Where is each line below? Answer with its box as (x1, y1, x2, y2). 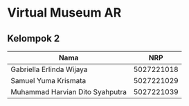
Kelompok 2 (7, 33, 60, 44)
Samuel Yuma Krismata (10, 76, 87, 85)
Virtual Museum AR (7, 5, 122, 21)
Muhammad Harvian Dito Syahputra (10, 87, 127, 96)
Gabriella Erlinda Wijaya (10, 64, 88, 74)
